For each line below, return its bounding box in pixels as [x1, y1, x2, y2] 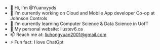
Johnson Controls [10, 15, 48, 21]
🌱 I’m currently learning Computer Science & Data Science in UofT [10, 20, 149, 26]
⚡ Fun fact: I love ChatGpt [10, 39, 64, 45]
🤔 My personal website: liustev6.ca [10, 26, 83, 32]
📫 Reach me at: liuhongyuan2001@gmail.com [10, 31, 107, 37]
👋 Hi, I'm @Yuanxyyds [10, 5, 57, 10]
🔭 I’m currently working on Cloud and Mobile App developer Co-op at [10, 10, 155, 16]
